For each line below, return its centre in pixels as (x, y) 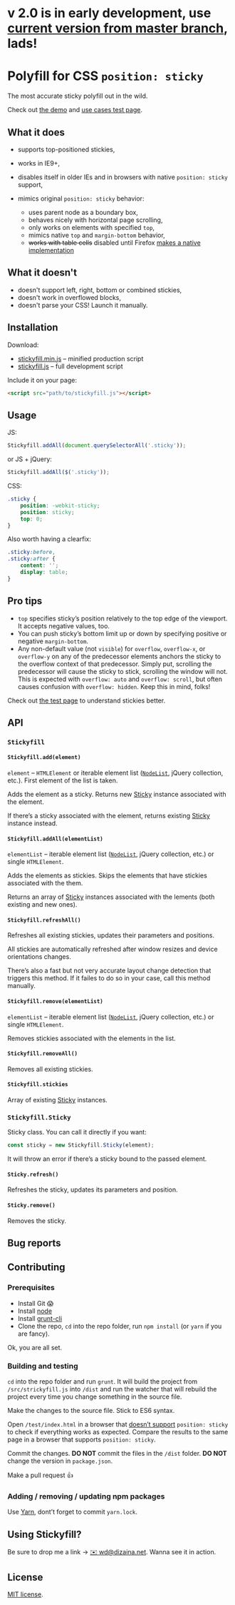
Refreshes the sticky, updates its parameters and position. (93, 1189)
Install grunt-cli (40, 1318)
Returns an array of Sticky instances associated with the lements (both (111, 897)
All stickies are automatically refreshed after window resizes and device (113, 949)
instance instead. (33, 823)
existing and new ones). (42, 905)
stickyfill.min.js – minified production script (80, 358)
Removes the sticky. (37, 1221)
